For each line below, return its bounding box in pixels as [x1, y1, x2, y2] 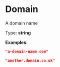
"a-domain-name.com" [5, 49, 49, 54]
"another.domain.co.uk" [5, 58, 55, 63]
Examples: [5, 39, 28, 45]
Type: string [5, 29, 31, 35]
